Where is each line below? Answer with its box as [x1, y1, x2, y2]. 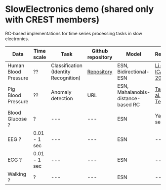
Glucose [7, 115, 27, 122]
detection [51, 95, 73, 102]
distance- [117, 95, 141, 102]
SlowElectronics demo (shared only [5, 3, 154, 15]
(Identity [51, 68, 71, 75]
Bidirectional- [117, 68, 150, 75]
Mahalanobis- [117, 88, 151, 95]
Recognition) [51, 74, 81, 81]
